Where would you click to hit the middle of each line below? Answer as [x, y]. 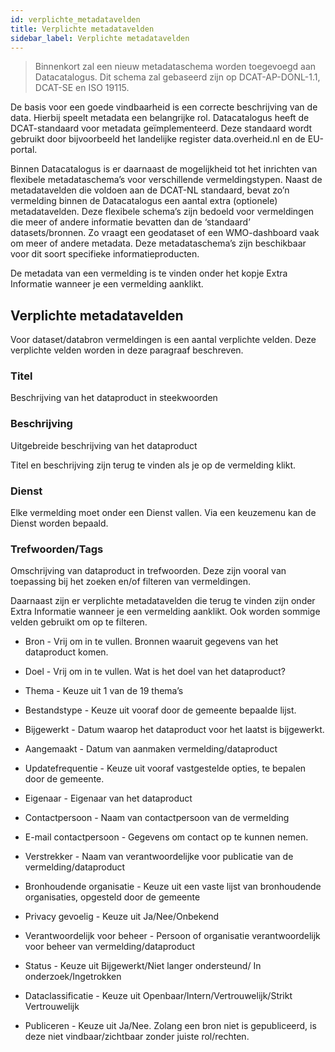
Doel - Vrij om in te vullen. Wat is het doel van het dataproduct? [155, 672]
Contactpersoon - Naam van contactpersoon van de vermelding [157, 818]
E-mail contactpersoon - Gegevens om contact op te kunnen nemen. [166, 837]
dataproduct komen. [66, 652]
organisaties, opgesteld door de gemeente [112, 897]
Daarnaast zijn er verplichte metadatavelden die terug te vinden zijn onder [163, 601]
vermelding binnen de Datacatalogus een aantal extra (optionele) [144, 201]
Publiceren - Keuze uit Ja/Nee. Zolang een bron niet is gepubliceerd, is [170, 1026]
